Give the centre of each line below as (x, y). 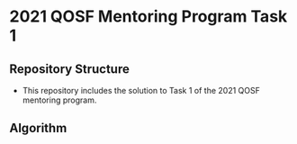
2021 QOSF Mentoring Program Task (148, 17)
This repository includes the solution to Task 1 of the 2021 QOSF (141, 90)
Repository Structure (70, 69)
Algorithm (38, 128)
